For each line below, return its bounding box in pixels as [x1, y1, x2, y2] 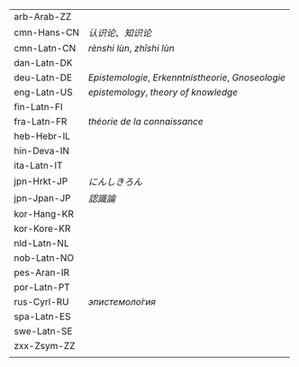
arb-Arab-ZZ [14, 11, 72, 23]
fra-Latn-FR [14, 115, 68, 127]
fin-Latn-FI [14, 101, 63, 113]
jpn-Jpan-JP [14, 192, 71, 204]
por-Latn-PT [14, 281, 70, 293]
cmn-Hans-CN [14, 26, 79, 39]
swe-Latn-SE [14, 325, 73, 337]
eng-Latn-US [14, 86, 74, 98]
